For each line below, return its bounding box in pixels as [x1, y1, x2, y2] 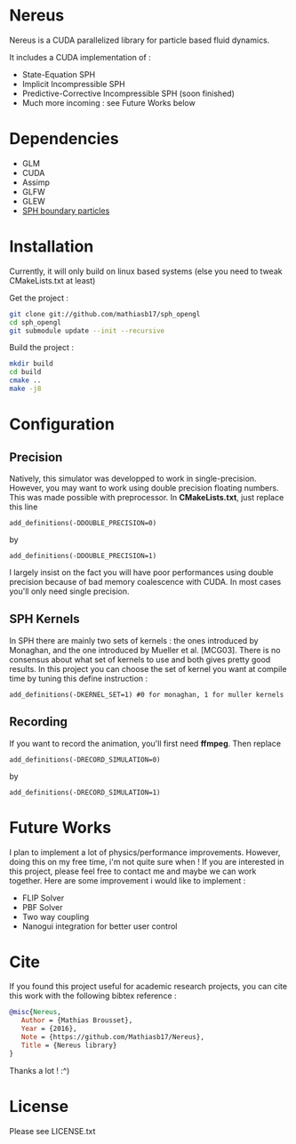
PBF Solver [21, 901, 63, 912]
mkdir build [9, 359, 53, 369]
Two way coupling [21, 911, 90, 922]
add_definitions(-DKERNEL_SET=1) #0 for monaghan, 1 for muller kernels [9, 690, 284, 699]
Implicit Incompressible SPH [21, 78, 126, 89]
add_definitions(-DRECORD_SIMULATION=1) [9, 788, 162, 796]
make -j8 [9, 384, 42, 394]
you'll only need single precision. [9, 586, 130, 596]
